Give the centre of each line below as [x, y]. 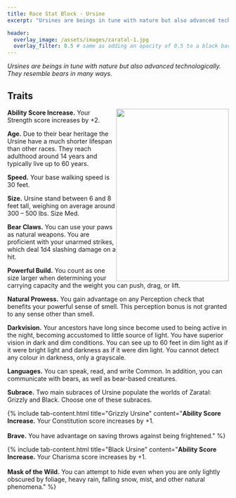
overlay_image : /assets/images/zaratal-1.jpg [81, 39]
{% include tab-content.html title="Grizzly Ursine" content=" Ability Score [114, 413]
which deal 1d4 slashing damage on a [61, 249]
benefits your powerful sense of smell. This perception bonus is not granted [117, 306]
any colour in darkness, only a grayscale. [67, 357]
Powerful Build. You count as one [56, 270]
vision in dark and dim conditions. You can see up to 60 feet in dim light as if [118, 343]
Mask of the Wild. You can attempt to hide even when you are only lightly [114, 471]
